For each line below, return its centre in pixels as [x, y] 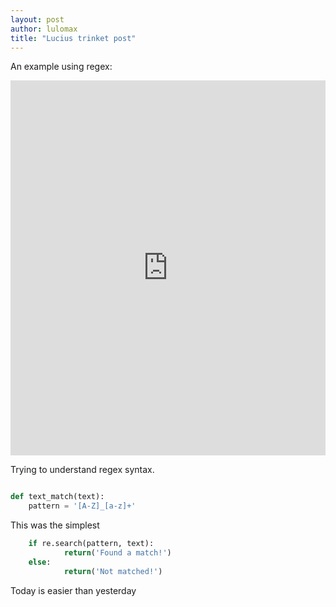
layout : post [37, 19]
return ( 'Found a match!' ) [117, 553]
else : [40, 562]
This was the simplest [55, 525]
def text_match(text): [57, 497]
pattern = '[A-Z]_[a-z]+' [82, 506]
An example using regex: [61, 67]
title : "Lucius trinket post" [73, 38]
